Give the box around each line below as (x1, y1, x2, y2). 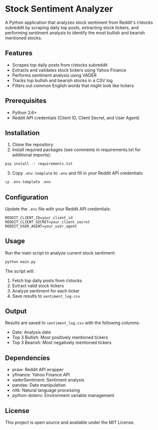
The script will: (5, 268, 35, 274)
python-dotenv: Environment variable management (12, 393, 114, 398)
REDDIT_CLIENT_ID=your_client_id (5, 215, 73, 220)
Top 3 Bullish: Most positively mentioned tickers (12, 334, 108, 341)
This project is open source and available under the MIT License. (5, 419, 135, 426)
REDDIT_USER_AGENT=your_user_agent (5, 224, 77, 229)
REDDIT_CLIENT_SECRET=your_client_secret (5, 220, 90, 224)
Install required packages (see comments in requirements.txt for (12, 147, 141, 153)
